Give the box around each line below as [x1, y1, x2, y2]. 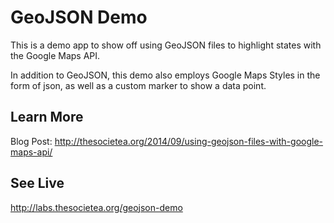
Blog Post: [10, 135, 53, 147]
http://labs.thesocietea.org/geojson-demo [10, 201, 183, 213]
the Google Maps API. [10, 49, 101, 61]
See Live [10, 175, 65, 192]
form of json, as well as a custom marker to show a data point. [10, 79, 267, 91]
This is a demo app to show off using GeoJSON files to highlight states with [10, 39, 322, 51]
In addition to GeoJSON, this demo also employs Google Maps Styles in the [10, 69, 321, 81]
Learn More [10, 109, 84, 126]
